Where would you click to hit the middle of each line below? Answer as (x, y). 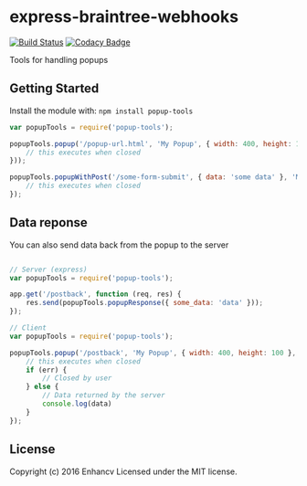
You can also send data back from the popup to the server (119, 245)
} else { (42, 387)
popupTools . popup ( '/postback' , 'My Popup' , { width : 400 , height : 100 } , (153, 353)
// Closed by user (77, 378)
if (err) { (47, 370)
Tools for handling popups (59, 59)
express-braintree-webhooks (124, 17)
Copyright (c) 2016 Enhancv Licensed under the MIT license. (123, 471)
